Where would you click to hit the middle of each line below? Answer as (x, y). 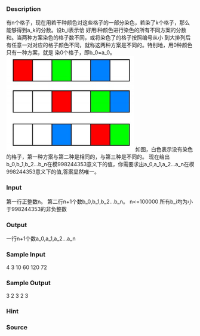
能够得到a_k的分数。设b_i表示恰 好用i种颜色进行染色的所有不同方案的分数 (96, 30)
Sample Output (28, 283)
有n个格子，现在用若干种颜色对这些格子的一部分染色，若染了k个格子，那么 (98, 23)
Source (17, 328)
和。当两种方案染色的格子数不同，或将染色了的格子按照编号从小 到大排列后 (99, 38)
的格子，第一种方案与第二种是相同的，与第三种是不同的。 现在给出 (88, 157)
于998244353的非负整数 (37, 209)
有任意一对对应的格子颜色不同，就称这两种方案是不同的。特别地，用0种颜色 (99, 45)
